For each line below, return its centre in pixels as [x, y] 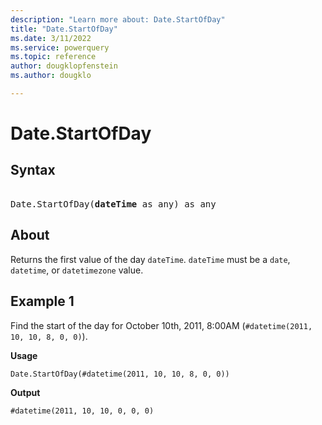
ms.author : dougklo [51, 76]
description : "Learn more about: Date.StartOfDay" [118, 19]
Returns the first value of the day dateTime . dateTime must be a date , [150, 259]
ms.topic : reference [53, 57]
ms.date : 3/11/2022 [51, 38]
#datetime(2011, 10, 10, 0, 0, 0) [82, 411]
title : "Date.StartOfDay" [64, 29]
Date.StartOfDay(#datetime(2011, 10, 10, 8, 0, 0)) [120, 374]
